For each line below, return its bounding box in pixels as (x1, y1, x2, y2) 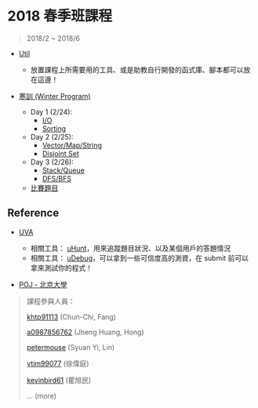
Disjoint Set (42, 148, 79, 158)
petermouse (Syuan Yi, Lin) (26, 342, 115, 352)
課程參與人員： (26, 296, 75, 306)
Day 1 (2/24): (30, 107, 72, 116)
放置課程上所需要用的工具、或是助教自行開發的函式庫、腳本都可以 (30, 64, 244, 75)
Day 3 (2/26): (30, 157, 74, 166)
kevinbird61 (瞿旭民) (26, 375, 92, 384)
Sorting (42, 123, 67, 133)
